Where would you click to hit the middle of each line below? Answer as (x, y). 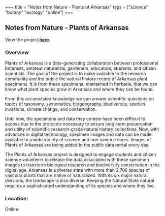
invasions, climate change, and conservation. (51, 109)
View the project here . (28, 39)
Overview (17, 52)
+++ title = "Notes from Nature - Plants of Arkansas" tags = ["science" (77, 7)
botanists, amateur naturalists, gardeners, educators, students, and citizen (81, 68)
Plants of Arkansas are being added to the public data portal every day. (77, 145)
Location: (17, 199)
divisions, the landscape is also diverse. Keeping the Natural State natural (80, 181)
